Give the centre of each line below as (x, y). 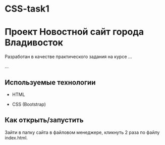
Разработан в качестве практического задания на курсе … (68, 57)
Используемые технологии (50, 82)
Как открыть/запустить (44, 120)
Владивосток (34, 43)
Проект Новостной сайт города (74, 32)
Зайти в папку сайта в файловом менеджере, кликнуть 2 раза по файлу (82, 132)
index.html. (16, 137)
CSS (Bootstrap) (29, 104)
